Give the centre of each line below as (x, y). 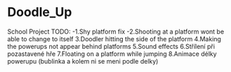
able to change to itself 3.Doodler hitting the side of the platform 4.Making (114, 38)
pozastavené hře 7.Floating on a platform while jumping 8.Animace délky (112, 54)
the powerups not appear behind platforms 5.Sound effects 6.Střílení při (111, 46)
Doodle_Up (40, 12)
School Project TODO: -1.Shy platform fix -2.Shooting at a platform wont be (116, 31)
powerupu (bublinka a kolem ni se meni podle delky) (83, 61)
